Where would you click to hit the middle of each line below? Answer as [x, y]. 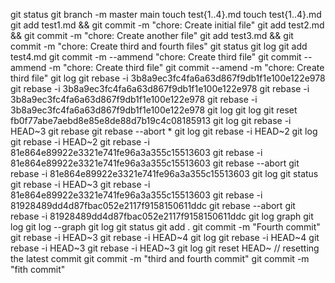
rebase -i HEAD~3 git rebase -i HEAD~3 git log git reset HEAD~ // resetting [165, 248]
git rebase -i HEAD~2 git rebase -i [80, 142]
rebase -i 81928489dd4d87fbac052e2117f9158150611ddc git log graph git [162, 216]
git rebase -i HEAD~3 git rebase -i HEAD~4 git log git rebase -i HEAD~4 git [165, 237]
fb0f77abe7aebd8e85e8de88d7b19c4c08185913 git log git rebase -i [151, 120]
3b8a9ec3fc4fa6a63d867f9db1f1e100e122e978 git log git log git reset [154, 110]
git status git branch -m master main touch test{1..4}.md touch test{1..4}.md [166, 14]
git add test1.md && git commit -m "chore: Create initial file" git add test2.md [167, 25]
